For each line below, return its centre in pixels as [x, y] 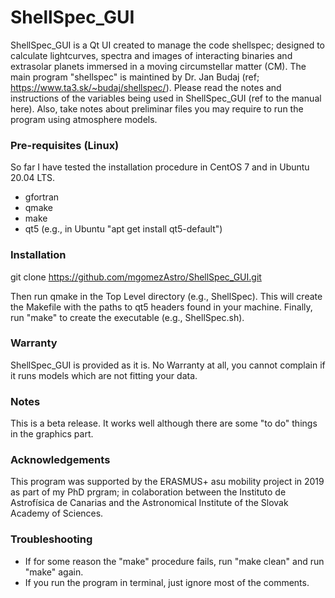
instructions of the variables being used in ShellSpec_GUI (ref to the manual [166, 98]
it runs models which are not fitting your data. [104, 375]
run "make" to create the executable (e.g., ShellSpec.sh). [127, 317]
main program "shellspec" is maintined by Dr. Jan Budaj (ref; [135, 77]
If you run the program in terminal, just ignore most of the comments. [167, 582]
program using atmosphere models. [84, 119]
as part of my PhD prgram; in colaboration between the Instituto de [148, 492]
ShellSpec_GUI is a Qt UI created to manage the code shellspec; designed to [167, 45]
